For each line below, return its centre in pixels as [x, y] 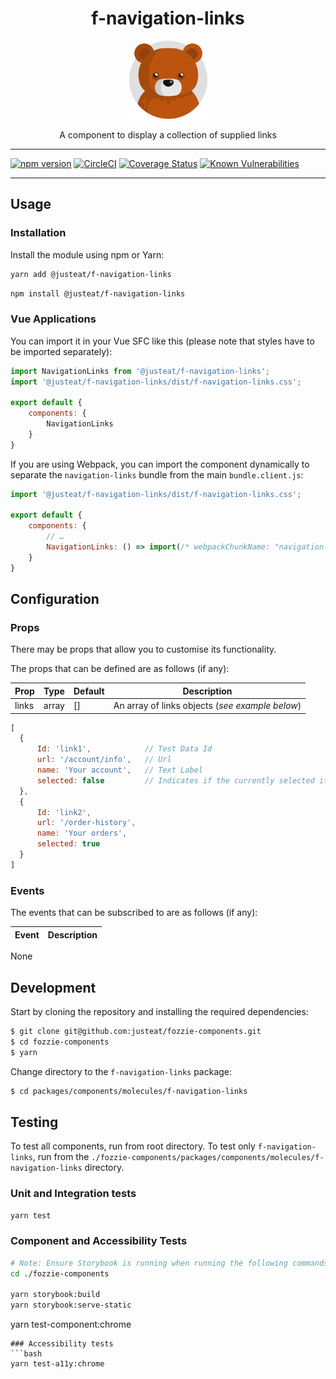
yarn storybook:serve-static [71, 1305]
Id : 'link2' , [64, 812]
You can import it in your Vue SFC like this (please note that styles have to [162, 341]
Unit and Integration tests [73, 1194]
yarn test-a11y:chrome [57, 1364]
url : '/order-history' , [86, 823]
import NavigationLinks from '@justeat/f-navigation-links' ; [140, 371]
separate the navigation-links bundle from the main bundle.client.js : [157, 474]
